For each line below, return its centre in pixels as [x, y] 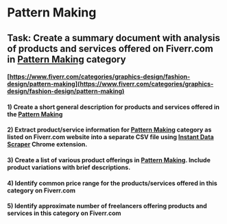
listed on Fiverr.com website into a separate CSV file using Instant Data [110, 137]
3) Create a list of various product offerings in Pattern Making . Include [109, 160]
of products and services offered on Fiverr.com [110, 48]
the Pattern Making [35, 114]
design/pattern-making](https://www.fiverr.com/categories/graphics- [110, 84]
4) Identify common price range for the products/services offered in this [112, 183]
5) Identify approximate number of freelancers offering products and [107, 206]
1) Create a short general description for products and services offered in [113, 107]
